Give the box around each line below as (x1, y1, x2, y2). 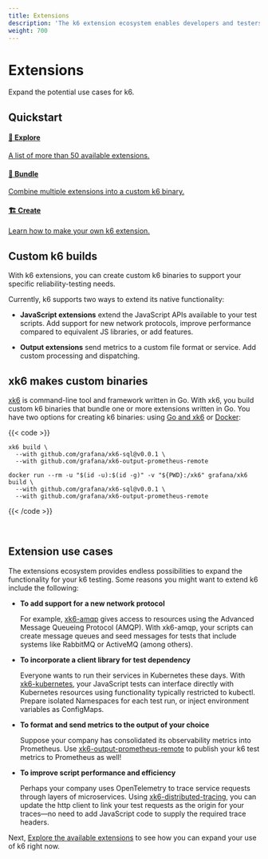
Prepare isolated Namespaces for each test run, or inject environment (19, 696, 250, 706)
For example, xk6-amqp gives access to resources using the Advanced (19, 614, 254, 623)
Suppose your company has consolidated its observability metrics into (19, 735, 251, 745)
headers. (19, 817, 49, 827)
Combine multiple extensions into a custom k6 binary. (8, 187, 185, 197)
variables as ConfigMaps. (19, 704, 104, 714)
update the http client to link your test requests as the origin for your (19, 800, 245, 809)
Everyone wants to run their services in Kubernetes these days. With (19, 670, 246, 680)
